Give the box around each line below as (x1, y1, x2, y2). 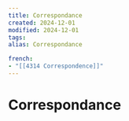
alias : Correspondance (8, 41, 83, 49)
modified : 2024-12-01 (8, 26, 79, 34)
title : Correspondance (8, 11, 83, 20)
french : (8, 55, 34, 63)
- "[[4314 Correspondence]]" (8, 62, 104, 71)
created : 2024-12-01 (8, 19, 76, 27)
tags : (8, 33, 26, 42)
